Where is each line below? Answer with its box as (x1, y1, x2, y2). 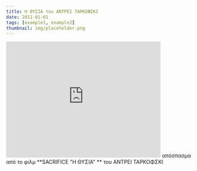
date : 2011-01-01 (6, 14, 49, 20)
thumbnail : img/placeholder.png (6, 25, 85, 31)
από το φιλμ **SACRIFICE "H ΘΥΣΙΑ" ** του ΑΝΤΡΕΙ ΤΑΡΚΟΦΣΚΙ (6, 159, 163, 166)
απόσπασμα (161, 152, 191, 159)
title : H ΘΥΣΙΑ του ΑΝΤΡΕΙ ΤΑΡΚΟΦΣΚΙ (6, 8, 99, 15)
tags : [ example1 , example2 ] (6, 19, 75, 25)
